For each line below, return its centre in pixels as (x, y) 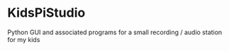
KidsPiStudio (46, 13)
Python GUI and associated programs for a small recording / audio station (115, 32)
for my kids (24, 39)
